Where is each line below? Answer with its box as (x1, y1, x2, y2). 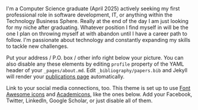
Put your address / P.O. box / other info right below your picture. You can (6, 54, 184, 61)
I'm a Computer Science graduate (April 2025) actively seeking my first (6, 5, 180, 12)
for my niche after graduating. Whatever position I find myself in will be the (6, 24, 189, 31)
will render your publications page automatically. (6, 73, 125, 80)
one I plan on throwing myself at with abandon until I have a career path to (6, 30, 188, 37)
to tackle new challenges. (6, 43, 69, 50)
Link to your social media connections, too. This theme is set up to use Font (6, 85, 191, 91)
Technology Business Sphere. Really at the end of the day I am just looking (6, 18, 189, 24)
